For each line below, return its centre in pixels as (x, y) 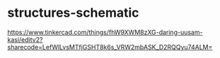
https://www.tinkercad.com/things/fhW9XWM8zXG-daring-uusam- (105, 32)
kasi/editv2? (25, 39)
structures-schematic (73, 13)
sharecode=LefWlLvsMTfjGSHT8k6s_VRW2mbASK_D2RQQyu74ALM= (110, 47)
